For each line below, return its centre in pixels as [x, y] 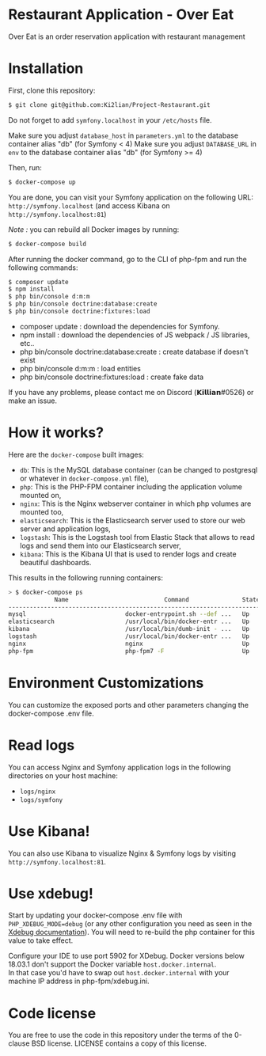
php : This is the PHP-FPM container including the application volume [131, 486]
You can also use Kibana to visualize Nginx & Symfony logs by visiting [122, 853]
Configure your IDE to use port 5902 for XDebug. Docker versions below [127, 956]
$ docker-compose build [47, 244]
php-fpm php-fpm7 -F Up [129, 651]
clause [19, 1043]
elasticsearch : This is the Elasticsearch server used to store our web [132, 520]
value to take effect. [41, 940]
